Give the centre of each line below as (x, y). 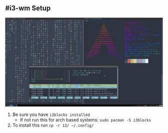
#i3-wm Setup (28, 8)
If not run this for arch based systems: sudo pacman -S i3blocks (85, 120)
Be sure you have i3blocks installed (51, 114)
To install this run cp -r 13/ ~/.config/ (53, 125)
